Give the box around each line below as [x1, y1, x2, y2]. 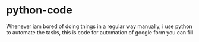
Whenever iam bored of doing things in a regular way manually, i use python [6, 23, 193, 30]
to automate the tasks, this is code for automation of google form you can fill [6, 29, 194, 36]
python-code [6, 3, 72, 17]
